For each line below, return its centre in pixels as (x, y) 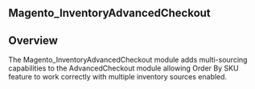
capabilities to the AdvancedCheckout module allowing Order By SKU (123, 68)
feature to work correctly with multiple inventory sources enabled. (118, 77)
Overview (33, 40)
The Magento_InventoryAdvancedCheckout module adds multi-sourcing (128, 60)
